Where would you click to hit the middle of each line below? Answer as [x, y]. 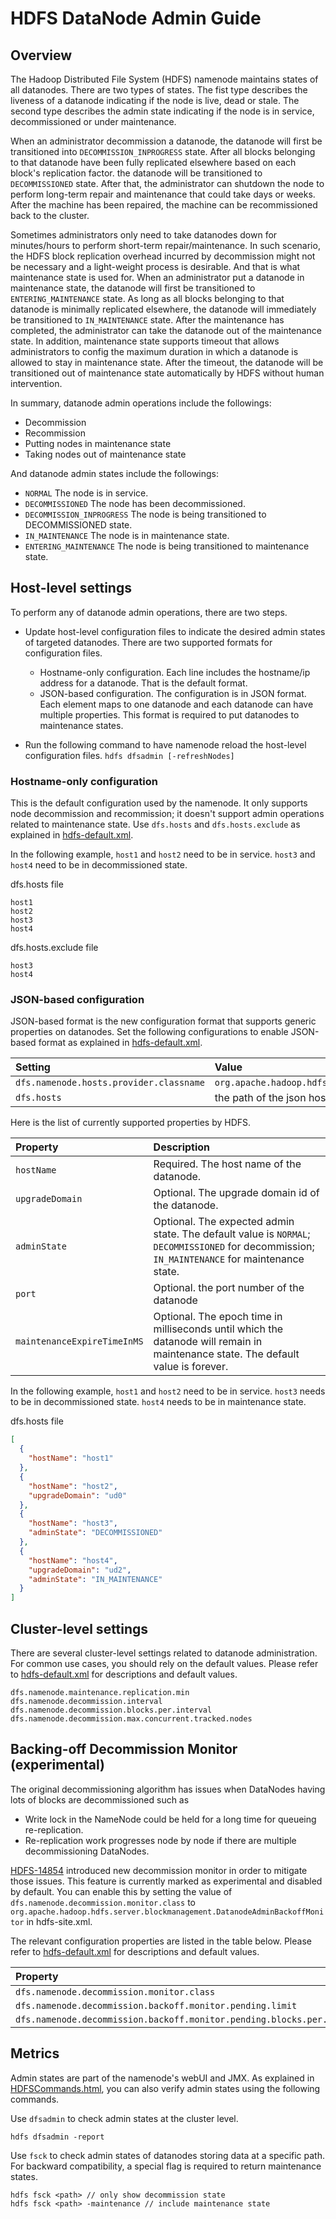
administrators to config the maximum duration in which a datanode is [154, 351]
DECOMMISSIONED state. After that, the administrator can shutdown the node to [167, 183]
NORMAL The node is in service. [86, 493]
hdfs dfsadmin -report [57, 2137]
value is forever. [191, 1367]
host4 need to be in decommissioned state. [99, 865]
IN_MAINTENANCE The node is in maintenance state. [127, 535]
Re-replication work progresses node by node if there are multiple [160, 1840]
